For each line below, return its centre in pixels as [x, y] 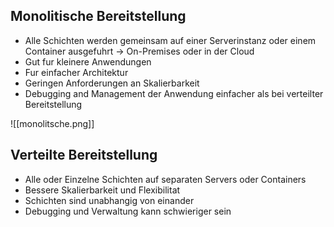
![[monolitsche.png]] [52, 123]
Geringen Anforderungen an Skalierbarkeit [112, 83]
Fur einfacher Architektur [76, 72]
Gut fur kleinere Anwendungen [88, 61]
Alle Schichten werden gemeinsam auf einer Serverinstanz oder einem [170, 40]
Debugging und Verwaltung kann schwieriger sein [128, 211]
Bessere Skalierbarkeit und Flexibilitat [102, 190]
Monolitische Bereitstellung [98, 16]
